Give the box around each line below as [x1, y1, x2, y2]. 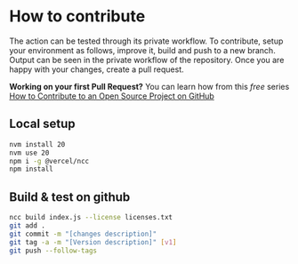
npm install [9, 164, 53, 174]
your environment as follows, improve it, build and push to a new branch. [9, 44, 276, 55]
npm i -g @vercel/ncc [9, 156, 90, 165]
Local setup [9, 116, 76, 132]
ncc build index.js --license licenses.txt [9, 213, 173, 222]
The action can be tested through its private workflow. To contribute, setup [9, 36, 284, 46]
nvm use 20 [9, 148, 50, 157]
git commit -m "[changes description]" [9, 229, 157, 238]
